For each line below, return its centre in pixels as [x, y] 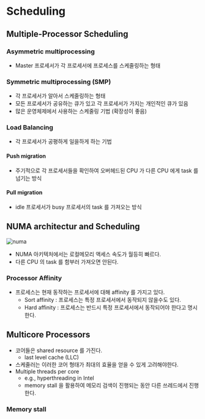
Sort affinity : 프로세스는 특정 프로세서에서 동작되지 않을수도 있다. [103, 299]
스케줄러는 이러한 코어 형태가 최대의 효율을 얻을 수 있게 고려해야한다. [97, 364]
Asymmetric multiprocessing [50, 52]
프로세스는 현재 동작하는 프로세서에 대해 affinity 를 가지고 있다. [90, 292]
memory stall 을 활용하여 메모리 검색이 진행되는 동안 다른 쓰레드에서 [106, 385]
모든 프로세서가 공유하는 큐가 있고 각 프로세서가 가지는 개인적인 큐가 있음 [102, 104]
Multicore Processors [48, 335]
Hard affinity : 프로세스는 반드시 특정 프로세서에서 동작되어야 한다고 [105, 307]
